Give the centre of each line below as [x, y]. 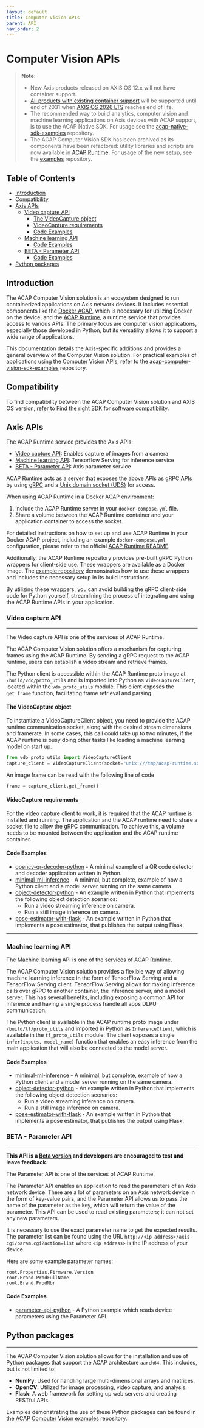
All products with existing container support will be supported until [113, 101]
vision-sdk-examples [32, 368]
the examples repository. [61, 159]
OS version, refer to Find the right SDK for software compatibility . [88, 408]
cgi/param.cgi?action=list [40, 1243]
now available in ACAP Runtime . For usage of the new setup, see [111, 152]
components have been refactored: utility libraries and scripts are [112, 146]
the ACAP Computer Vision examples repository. [67, 1418]
